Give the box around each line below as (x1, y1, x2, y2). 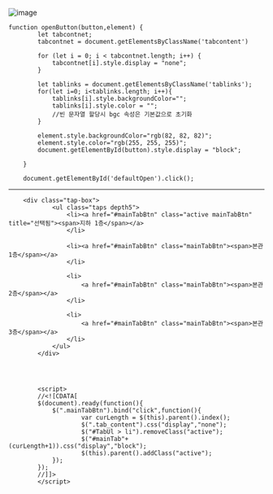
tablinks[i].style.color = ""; (51, 102, 158, 110)
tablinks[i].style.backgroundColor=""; (51, 94, 187, 103)
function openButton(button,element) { (8, 24, 144, 32)
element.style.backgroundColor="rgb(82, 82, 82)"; (37, 132, 213, 140)
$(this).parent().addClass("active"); (80, 449, 213, 457)
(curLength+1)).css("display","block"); (8, 442, 148, 450)
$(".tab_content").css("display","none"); (80, 421, 227, 429)
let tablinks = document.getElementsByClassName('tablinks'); (37, 81, 253, 89)
